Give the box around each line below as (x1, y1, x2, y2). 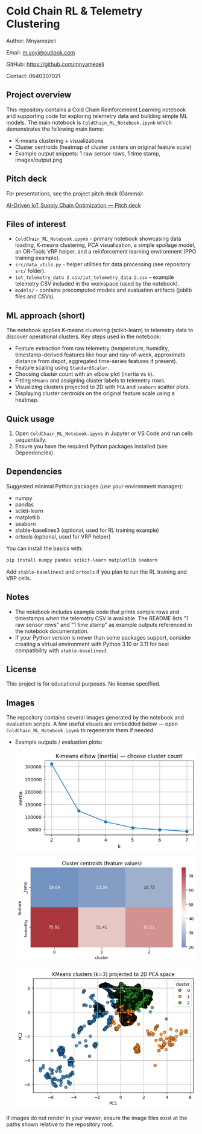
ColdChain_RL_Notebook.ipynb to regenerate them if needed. (6, 727, 155, 734)
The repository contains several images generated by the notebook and (6, 714, 185, 721)
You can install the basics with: (6, 545, 83, 552)
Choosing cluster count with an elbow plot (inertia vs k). (14, 370, 154, 378)
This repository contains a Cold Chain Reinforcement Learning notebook (6, 106, 186, 113)
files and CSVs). (14, 293, 55, 300)
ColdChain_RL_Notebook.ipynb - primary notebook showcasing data (14, 235, 181, 243)
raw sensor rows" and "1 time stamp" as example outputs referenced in (14, 621, 192, 628)
